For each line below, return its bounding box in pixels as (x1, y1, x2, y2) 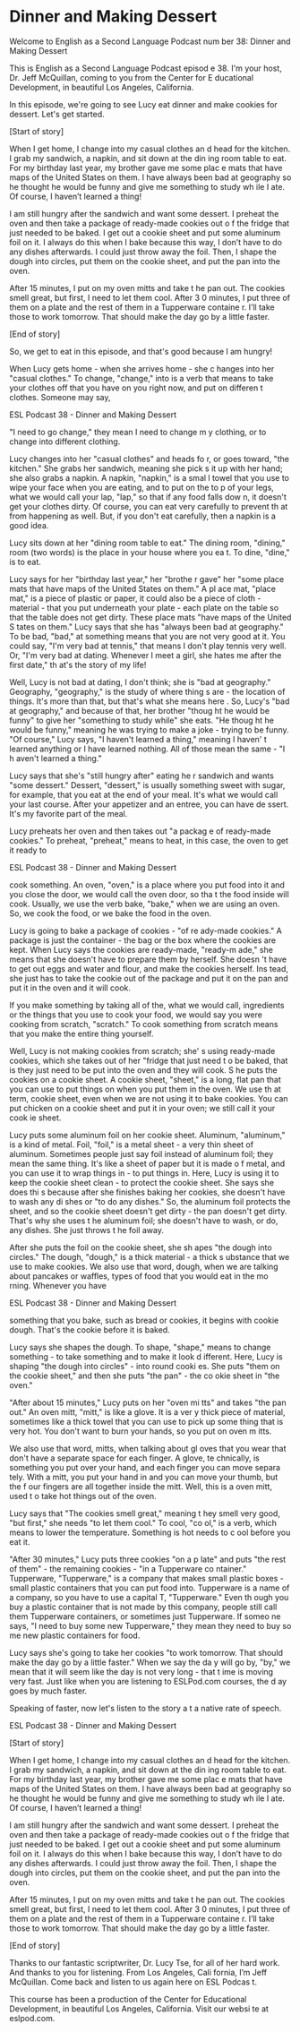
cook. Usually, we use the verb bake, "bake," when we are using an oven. (9, 898, 280, 909)
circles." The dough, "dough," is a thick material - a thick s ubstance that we (9, 1251, 290, 1262)
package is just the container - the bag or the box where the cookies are (9, 934, 276, 946)
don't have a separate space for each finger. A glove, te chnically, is (9, 1453, 260, 1463)
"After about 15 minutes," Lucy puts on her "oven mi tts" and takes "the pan (9, 1397, 287, 1408)
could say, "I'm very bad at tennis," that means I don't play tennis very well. (9, 640, 287, 651)
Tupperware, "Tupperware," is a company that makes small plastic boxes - (9, 1573, 284, 1583)
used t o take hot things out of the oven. (9, 1490, 157, 1501)
